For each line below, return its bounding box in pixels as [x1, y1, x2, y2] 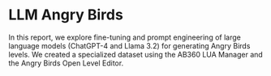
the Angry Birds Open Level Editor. [8, 58, 124, 68]
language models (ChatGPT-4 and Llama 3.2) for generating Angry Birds [8, 40, 251, 50]
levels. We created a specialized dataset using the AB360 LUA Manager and [8, 49, 264, 59]
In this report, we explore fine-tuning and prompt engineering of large [8, 32, 241, 42]
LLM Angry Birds [8, 6, 123, 24]
